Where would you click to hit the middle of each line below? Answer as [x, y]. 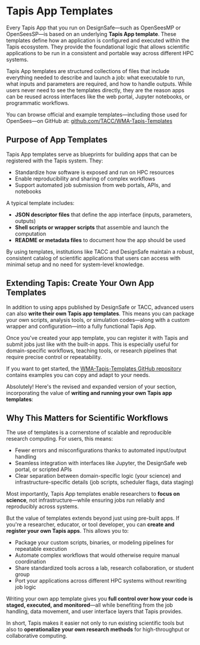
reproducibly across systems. [43, 507]
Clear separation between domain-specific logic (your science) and [98, 476]
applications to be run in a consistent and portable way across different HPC [100, 53]
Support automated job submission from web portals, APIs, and [93, 185]
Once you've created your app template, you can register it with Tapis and [97, 337]
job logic [25, 587]
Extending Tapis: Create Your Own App [80, 283]
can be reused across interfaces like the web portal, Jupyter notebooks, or [98, 97]
